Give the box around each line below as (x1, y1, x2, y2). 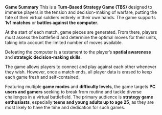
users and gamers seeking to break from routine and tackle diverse (5, 89, 142, 94)
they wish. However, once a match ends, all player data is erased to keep (5, 69, 152, 75)
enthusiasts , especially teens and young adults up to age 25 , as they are (5, 99, 154, 105)
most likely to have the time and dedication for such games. (5, 105, 126, 110)
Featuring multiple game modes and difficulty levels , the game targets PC (5, 84, 156, 90)
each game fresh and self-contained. (5, 74, 80, 80)
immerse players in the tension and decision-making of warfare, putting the (5, 9, 157, 15)
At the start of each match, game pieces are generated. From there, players (5, 29, 158, 35)
